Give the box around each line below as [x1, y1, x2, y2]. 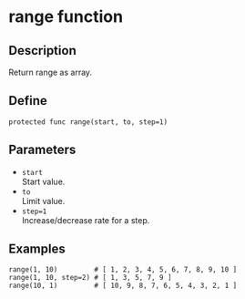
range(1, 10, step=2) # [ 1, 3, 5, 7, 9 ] [8, 273, 172, 283]
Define [8, 93, 47, 108]
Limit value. [21, 195, 66, 206]
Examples [8, 242, 66, 257]
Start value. [21, 176, 66, 187]
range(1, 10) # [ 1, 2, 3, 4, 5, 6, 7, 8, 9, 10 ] [8, 265, 238, 274]
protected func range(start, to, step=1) [8, 117, 168, 127]
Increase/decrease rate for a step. [21, 214, 150, 225]
